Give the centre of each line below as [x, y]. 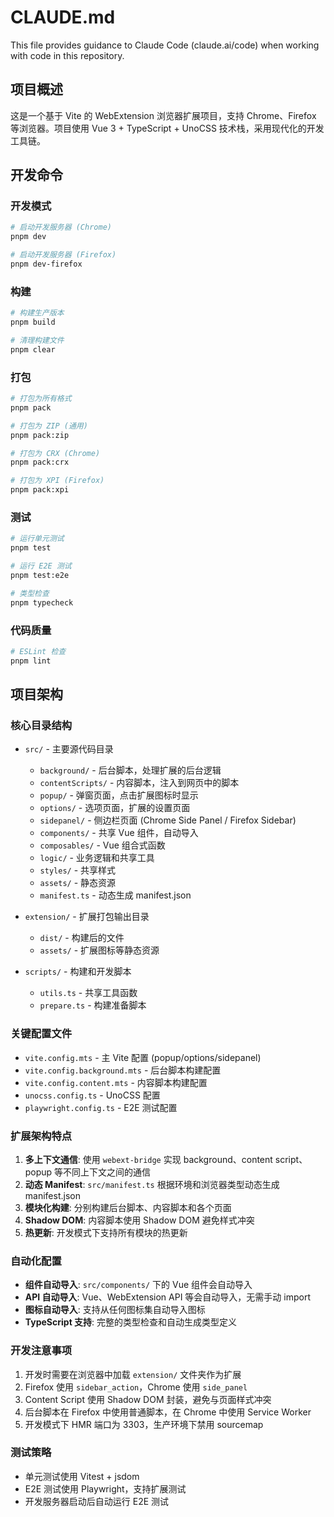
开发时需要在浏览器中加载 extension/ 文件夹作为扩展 [133, 1374]
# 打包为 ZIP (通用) [49, 426]
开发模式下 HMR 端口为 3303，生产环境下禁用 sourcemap [144, 1424]
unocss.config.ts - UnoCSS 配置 [92, 1095]
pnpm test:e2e [40, 575]
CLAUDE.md [63, 17]
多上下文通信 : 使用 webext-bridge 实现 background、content [148, 1159]
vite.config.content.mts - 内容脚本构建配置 [116, 1082]
